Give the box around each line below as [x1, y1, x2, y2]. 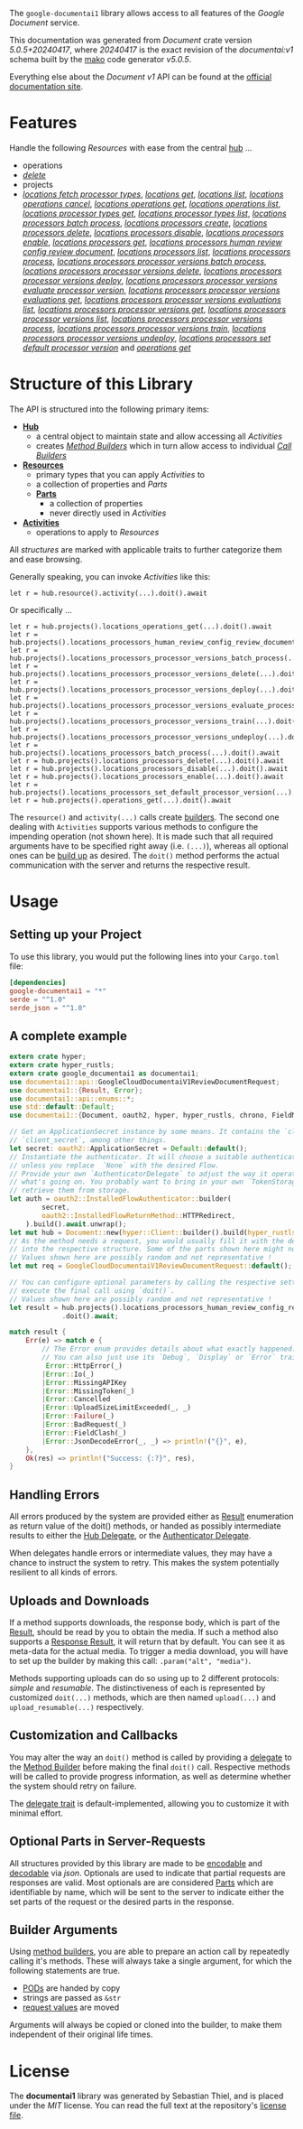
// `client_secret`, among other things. [9, 1136, 168, 1145]
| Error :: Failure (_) [41, 1412, 115, 1421]
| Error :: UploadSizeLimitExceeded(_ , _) [41, 1403, 192, 1412]
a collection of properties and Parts [35, 479, 168, 489]
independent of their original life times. [9, 2029, 153, 2040]
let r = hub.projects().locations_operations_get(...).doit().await [9, 622, 272, 631]
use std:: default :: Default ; [9, 1102, 115, 1111]
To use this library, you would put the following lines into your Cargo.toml [9, 951, 280, 962]
